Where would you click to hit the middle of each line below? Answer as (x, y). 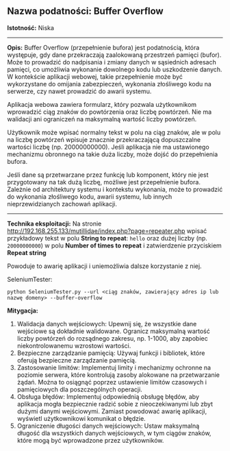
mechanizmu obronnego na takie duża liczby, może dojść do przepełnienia (113, 154)
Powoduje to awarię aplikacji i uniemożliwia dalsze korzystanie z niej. (104, 266)
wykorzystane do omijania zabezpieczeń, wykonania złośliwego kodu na (110, 84)
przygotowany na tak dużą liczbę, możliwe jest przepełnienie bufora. (104, 182)
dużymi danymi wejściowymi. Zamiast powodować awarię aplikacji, (112, 411)
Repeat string (27, 252)
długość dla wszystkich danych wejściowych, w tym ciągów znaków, (114, 433)
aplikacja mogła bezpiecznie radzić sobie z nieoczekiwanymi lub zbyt (115, 404)
